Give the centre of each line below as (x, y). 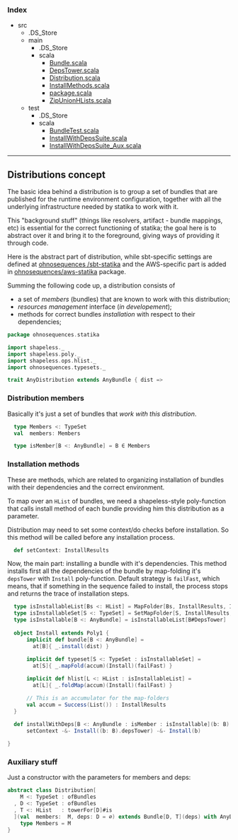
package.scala (70, 93)
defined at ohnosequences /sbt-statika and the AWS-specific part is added (117, 264)
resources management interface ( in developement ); (95, 307)
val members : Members (47, 433)
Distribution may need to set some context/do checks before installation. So (118, 530)
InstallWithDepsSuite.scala (88, 138)
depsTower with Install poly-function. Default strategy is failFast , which (114, 579)
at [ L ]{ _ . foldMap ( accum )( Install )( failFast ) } (103, 686)
